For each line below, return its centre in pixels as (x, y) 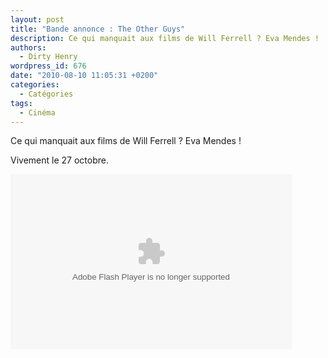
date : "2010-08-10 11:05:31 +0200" (84, 76)
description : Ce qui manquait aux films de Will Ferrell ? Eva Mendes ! (165, 38)
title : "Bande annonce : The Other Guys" (98, 29)
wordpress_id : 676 (48, 66)
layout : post (37, 19)
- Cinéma (37, 112)
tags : (21, 103)
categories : (35, 85)
